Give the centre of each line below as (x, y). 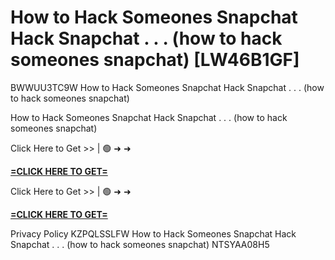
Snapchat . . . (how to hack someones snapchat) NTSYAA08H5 (140, 244)
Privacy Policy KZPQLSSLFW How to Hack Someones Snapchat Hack (153, 233)
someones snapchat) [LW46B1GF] (155, 60)
